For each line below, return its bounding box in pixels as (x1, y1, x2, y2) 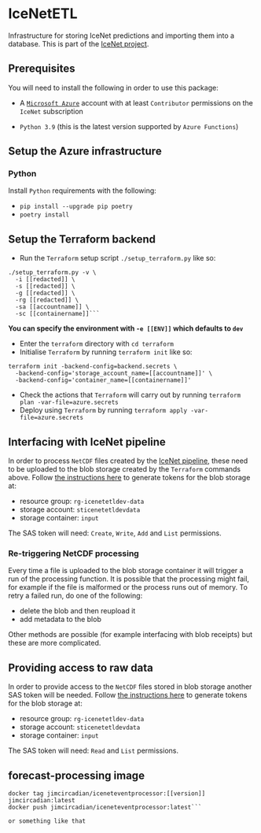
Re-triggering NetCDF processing (8, 548, 139, 559)
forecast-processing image (8, 768, 145, 782)
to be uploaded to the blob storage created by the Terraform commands (8, 465, 241, 474)
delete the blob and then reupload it (19, 606, 136, 616)
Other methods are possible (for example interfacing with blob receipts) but (8, 630, 253, 639)
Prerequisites (8, 62, 75, 76)
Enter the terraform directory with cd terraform (19, 339, 175, 349)
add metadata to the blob (19, 615, 102, 624)
